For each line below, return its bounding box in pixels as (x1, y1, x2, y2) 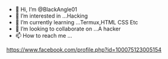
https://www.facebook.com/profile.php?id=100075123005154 (6, 46, 162, 53)
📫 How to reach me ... (15, 32, 72, 39)
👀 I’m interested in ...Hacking (15, 12, 88, 19)
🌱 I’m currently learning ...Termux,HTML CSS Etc (15, 19, 139, 26)
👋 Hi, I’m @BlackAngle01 (15, 6, 78, 13)
